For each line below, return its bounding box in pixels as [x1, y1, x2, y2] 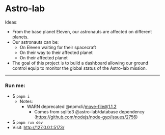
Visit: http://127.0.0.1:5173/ [12, 125, 65, 131]
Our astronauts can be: [12, 39, 59, 45]
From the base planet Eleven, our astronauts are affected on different [12, 28, 152, 34]
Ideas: [5, 19, 18, 25]
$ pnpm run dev [12, 119, 43, 125]
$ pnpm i [12, 93, 30, 99]
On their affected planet [19, 54, 68, 60]
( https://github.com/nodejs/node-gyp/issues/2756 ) [34, 114, 138, 120]
